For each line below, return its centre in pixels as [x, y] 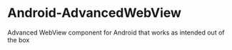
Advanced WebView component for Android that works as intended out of [116, 32]
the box [19, 39]
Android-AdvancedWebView [95, 13]
